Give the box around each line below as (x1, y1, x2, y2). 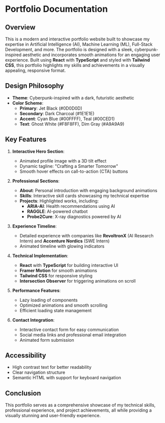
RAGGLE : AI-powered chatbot (27, 208, 88, 214)
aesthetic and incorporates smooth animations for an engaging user (22, 52, 161, 58)
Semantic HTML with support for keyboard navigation (12, 375, 122, 381)
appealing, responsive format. (5, 67, 66, 73)
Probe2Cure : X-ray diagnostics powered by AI (27, 213, 122, 220)
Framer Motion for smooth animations (19, 267, 98, 273)
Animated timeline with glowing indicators (19, 243, 105, 249)
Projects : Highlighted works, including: (19, 198, 99, 204)
